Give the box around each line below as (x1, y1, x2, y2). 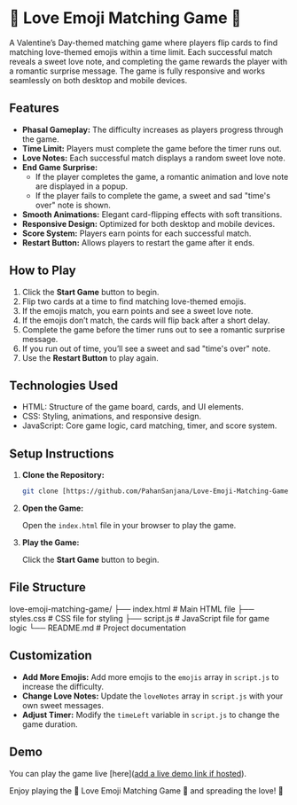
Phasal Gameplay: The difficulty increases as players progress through (21, 124, 284, 135)
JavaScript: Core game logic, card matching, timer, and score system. (21, 420, 277, 431)
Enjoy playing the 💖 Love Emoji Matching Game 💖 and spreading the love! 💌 (9, 785, 284, 796)
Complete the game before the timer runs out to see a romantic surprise (21, 324, 285, 335)
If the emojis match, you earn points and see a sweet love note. (21, 305, 254, 316)
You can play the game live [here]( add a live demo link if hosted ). (9, 768, 246, 778)
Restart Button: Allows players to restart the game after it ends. (21, 237, 255, 247)
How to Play (9, 263, 77, 278)
